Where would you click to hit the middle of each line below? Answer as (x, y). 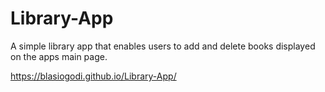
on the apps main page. (59, 56)
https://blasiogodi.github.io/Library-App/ (93, 76)
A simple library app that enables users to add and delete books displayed (163, 46)
